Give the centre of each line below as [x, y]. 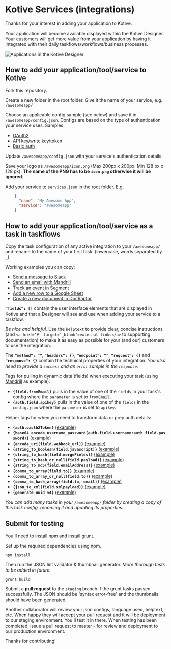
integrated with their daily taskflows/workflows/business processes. [77, 44]
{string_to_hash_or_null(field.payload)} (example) [68, 460]
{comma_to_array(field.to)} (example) [53, 471]
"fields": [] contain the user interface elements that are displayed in [79, 308]
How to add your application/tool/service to [76, 70]
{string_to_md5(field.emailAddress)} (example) [64, 465]
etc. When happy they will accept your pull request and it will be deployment [85, 615]
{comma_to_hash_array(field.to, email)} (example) [67, 482]
